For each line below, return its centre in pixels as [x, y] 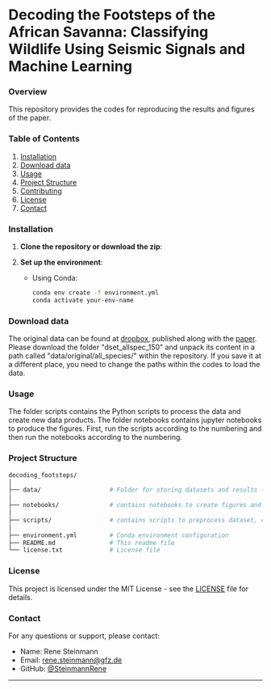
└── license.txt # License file [84, 550]
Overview [28, 92]
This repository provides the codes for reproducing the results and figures [132, 109]
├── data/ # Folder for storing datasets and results [133, 490]
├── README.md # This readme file [92, 543]
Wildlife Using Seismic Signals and [127, 49]
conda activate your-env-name [83, 300]
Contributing [41, 191]
